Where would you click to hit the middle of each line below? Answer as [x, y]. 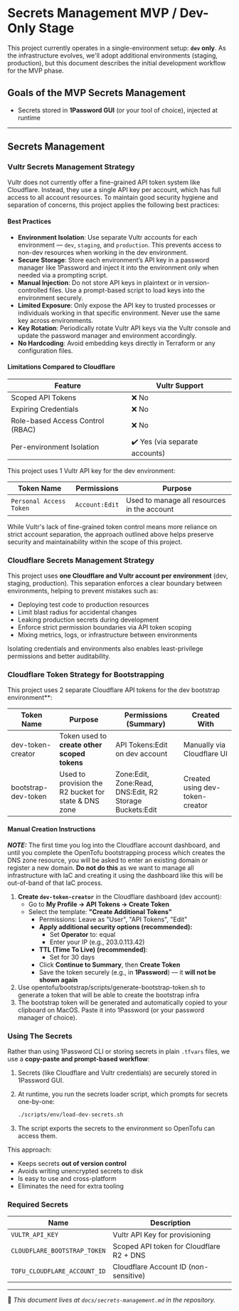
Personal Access [38, 501]
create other [81, 745]
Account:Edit [97, 504]
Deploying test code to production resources [83, 605]
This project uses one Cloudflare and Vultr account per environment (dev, [118, 576]
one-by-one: [36, 1101]
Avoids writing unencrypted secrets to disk [80, 1171]
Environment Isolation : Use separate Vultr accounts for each [107, 237]
